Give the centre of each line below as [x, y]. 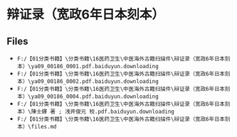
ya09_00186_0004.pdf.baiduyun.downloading [95, 97]
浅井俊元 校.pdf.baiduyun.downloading [120, 111]
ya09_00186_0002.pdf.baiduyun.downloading [95, 82]
